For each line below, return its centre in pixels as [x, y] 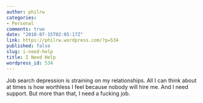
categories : [21, 18]
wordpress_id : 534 [30, 63]
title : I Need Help [31, 57]
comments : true [26, 29]
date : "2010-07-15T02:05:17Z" [45, 35]
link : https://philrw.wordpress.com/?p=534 [63, 40]
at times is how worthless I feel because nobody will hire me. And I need [97, 87]
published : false [28, 46]
